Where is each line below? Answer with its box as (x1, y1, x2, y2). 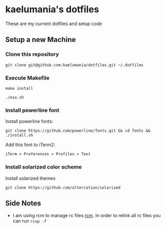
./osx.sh (5, 95, 24, 100)
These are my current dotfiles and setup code (5, 20, 102, 27)
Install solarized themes (5, 175, 56, 181)
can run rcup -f (12, 218, 47, 224)
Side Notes (5, 199, 41, 207)
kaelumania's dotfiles (5, 4, 99, 15)
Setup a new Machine (5, 35, 76, 44)
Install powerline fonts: (5, 118, 53, 124)
